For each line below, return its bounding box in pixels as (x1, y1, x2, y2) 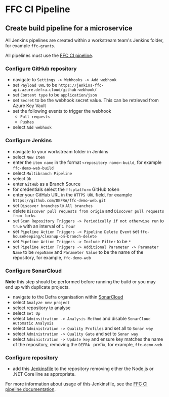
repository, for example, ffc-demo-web (12, 254, 91, 260)
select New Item (12, 154, 45, 160)
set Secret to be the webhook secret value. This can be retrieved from (12, 97, 159, 104)
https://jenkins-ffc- (58, 83, 104, 88)
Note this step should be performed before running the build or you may (5, 278, 156, 285)
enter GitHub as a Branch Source (12, 181, 81, 187)
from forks (12, 213, 36, 218)
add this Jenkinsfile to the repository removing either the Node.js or (12, 366, 154, 372)
